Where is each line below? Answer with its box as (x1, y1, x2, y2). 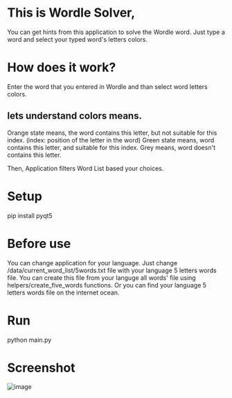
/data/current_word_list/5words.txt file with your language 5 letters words (7, 266, 217, 274)
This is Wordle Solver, (7, 5, 136, 21)
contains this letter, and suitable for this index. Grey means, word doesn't (7, 143, 216, 151)
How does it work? (7, 60, 116, 76)
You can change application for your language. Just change (7, 258, 178, 267)
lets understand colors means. (7, 110, 142, 122)
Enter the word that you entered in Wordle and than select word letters (7, 82, 208, 91)
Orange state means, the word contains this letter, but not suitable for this (7, 128, 217, 137)
